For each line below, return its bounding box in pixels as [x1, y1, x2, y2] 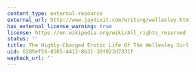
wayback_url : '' [7, 55, 54, 62]
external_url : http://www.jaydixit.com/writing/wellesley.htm [7, 16, 189, 23]
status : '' [7, 36, 39, 43]
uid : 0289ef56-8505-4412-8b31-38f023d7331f [7, 49, 134, 56]
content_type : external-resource [7, 10, 103, 17]
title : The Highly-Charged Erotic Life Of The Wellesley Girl [7, 42, 189, 49]
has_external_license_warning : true [7, 23, 112, 29]
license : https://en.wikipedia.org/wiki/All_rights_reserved [7, 29, 186, 36]
